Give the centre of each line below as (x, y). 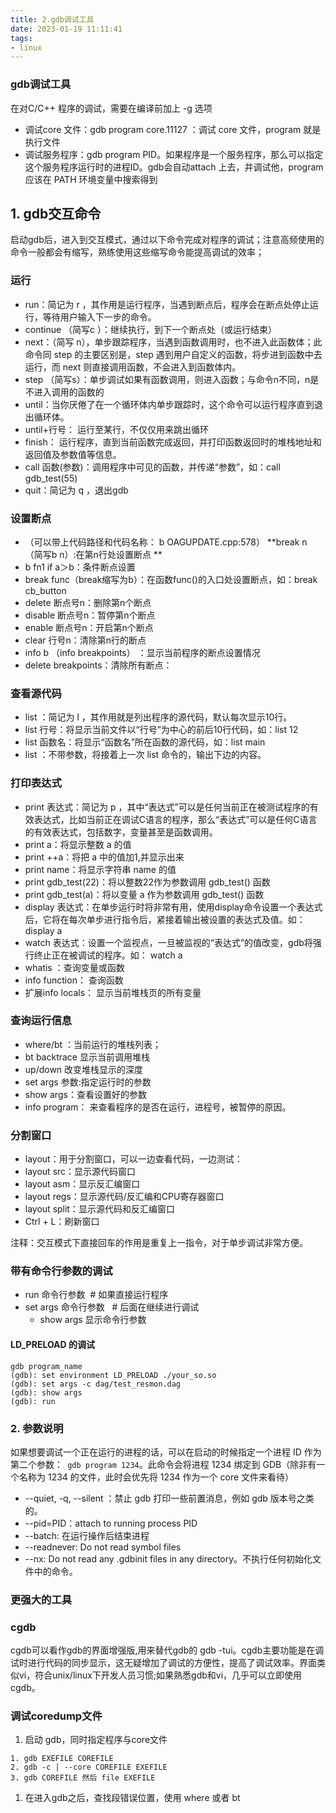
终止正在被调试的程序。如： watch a (108, 955)
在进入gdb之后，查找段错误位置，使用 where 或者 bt (132, 1798)
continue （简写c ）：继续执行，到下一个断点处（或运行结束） (151, 329)
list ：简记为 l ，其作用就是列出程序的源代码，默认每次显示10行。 (158, 717)
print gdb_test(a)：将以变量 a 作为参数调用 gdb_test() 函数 (144, 894)
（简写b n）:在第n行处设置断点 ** (93, 554)
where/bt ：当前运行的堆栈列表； (93, 1044)
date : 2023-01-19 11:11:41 (66, 29)
